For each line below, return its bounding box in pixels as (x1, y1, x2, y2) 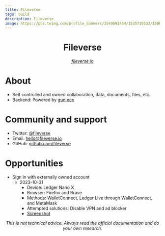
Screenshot (27, 210, 51, 216)
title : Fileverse (5, 7, 41, 12)
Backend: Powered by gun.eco (12, 97, 75, 103)
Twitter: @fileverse (12, 131, 51, 136)
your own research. (63, 225, 102, 231)
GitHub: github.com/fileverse (12, 141, 71, 147)
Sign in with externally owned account (12, 174, 90, 180)
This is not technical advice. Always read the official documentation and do (5, 220, 160, 226)
